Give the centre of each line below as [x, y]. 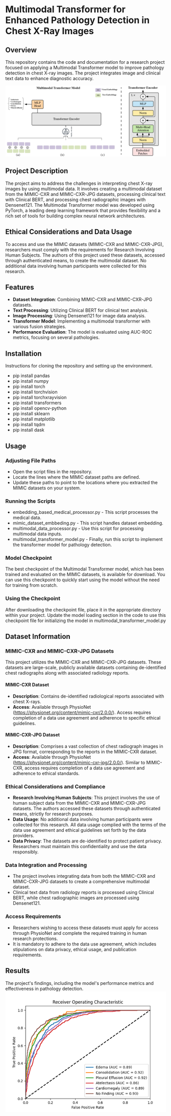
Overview [21, 50]
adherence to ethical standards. [46, 773]
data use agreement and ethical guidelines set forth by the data [79, 830]
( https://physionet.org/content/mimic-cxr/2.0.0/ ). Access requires [82, 712]
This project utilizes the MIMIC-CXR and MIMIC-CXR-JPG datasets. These [83, 662]
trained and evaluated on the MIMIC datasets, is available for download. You [85, 575]
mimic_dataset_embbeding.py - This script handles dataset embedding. [88, 523]
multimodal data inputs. [37, 534]
